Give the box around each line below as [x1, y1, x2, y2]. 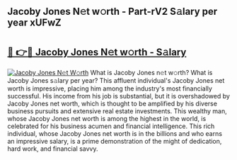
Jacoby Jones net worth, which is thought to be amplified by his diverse [7, 99, 218, 108]
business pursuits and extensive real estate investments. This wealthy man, [7, 107, 228, 115]
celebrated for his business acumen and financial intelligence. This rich [7, 122, 215, 130]
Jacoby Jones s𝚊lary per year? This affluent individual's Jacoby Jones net [7, 76, 225, 84]
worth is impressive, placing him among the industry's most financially [7, 84, 212, 93]
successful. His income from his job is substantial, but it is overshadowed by [7, 92, 230, 100]
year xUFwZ [7, 17, 62, 29]
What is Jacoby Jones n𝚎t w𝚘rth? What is [90, 69, 213, 76]
